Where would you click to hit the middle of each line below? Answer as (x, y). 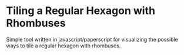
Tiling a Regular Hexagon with (81, 11)
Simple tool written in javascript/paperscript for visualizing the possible (92, 39)
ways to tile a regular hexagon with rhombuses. (63, 46)
